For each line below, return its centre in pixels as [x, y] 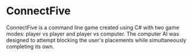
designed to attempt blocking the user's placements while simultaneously [96, 40]
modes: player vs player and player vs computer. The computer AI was [93, 33]
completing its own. [30, 46]
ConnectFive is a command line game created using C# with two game [93, 27]
